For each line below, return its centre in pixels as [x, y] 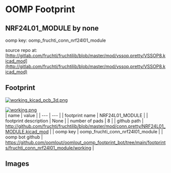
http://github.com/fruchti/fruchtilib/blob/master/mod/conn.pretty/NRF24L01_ [85, 126]
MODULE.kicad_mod [27, 131]
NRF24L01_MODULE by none [52, 28]
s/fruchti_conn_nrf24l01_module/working [48, 148]
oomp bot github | [24, 137]
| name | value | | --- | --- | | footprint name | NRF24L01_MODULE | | [77, 115]
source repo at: [21, 50]
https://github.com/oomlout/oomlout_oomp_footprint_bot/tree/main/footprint [85, 142]
